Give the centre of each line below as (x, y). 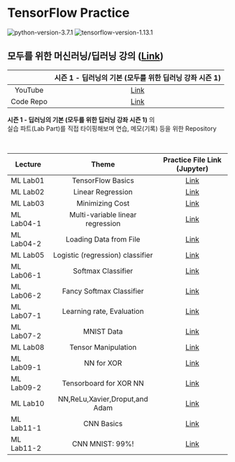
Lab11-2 (26, 448)
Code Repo (29, 101)
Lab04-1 (26, 223)
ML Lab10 (28, 403)
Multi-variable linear (103, 214)
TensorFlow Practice (69, 13)
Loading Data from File (103, 239)
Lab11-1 (26, 428)
